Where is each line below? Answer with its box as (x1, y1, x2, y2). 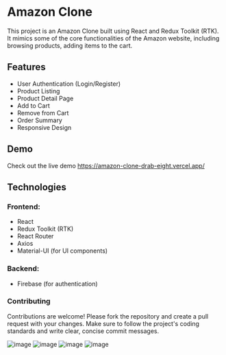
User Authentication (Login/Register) (16, 80, 121, 88)
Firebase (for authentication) (16, 279, 98, 288)
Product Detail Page (16, 94, 74, 102)
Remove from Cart (16, 108, 69, 117)
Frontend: (7, 202, 41, 211)
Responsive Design (16, 123, 72, 131)
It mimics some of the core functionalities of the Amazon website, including (7, 34, 220, 42)
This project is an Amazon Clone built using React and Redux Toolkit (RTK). (7, 27, 219, 35)
